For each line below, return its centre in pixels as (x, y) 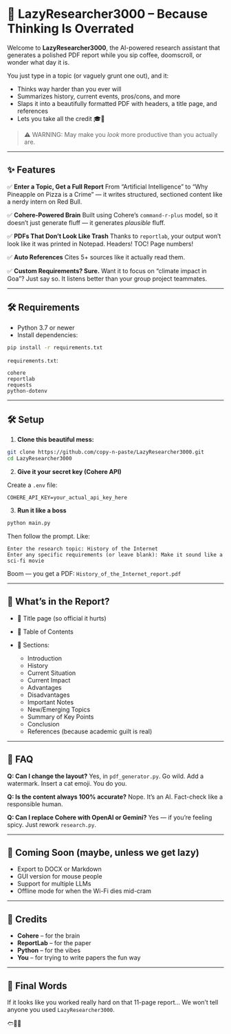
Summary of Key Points (60, 717)
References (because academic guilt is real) (90, 731)
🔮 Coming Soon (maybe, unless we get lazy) (103, 852)
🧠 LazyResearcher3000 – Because (108, 14)
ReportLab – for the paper (54, 943)
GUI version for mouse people (59, 876)
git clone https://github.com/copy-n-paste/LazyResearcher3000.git (106, 452)
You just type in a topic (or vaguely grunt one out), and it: (88, 76)
